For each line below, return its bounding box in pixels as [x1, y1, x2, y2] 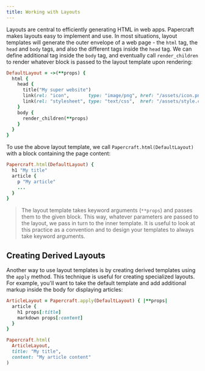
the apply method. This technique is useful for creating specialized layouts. [6, 273, 195, 281]
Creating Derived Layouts [6, 250, 106, 261]
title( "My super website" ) [22, 87, 92, 93]
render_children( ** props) [22, 115, 88, 121]
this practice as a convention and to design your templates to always [21, 226, 194, 234]
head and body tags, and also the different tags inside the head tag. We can [6, 45, 192, 52]
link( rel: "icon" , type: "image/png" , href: [22, 93, 154, 99]
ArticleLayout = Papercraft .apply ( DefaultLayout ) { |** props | [6, 298, 168, 304]
